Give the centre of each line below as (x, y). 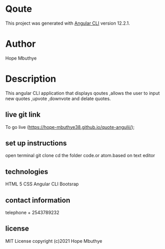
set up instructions (36, 143)
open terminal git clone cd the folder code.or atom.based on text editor (80, 156)
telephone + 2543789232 (33, 213)
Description (31, 79)
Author (20, 44)
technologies (27, 172)
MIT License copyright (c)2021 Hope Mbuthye (54, 241)
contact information (38, 200)
